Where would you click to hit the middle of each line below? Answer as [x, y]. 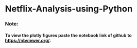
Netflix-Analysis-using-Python [69, 9]
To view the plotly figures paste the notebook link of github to [68, 35]
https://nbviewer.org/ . [28, 40]
